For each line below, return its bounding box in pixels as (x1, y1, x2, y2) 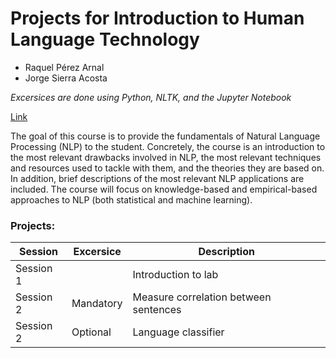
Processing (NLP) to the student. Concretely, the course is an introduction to (10, 140, 326, 152)
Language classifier (132, 325, 225, 339)
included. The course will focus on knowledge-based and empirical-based (10, 183, 318, 195)
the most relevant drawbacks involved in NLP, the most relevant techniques (10, 151, 322, 163)
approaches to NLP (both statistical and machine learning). (10, 193, 253, 206)
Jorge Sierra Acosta (24, 72, 108, 84)
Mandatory (71, 297, 123, 311)
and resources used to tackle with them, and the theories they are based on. (10, 162, 325, 174)
